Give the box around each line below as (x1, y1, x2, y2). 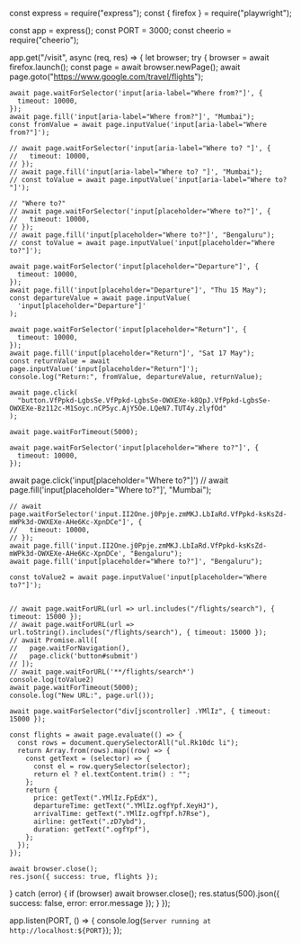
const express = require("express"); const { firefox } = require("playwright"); (9, 8, 292, 18)
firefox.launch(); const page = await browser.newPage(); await (9, 62, 241, 72)
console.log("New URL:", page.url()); (9, 691, 155, 700)
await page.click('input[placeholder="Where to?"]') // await (9, 475, 229, 486)
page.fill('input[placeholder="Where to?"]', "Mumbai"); (9, 485, 212, 495)
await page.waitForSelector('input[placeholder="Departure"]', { (9, 262, 259, 271)
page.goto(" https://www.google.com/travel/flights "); (9, 71, 204, 82)
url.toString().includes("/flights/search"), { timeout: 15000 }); (9, 628, 268, 637)
